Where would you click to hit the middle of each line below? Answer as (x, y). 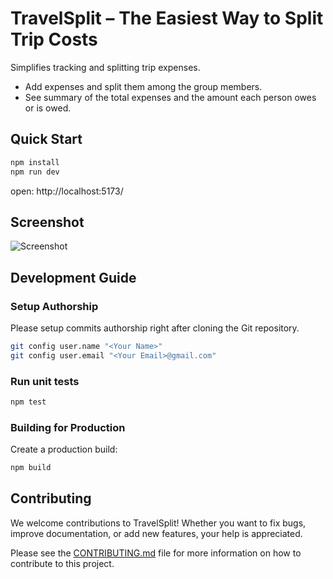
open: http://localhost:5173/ (67, 191)
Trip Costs (54, 39)
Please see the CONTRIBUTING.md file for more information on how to (156, 553)
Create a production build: (64, 449)
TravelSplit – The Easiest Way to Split (167, 18)
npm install (35, 162)
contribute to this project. (62, 563)
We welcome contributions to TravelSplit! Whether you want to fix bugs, (158, 523)
